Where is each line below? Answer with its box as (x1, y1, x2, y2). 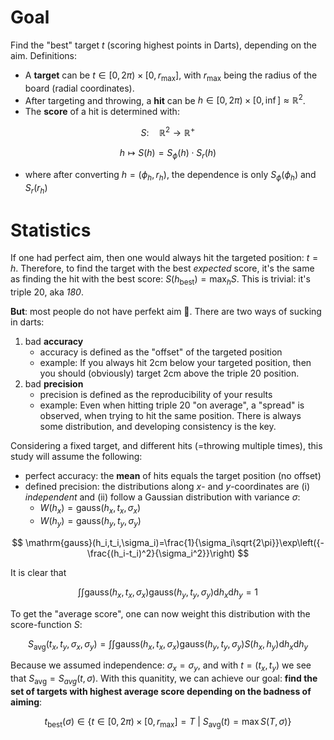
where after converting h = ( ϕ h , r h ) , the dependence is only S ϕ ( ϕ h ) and (24, 168, 317, 183)
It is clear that (10, 566, 67, 578)
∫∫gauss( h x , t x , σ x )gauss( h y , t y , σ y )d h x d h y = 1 (77, 586, 259, 600)
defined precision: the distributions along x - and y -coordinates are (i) (24, 481, 311, 493)
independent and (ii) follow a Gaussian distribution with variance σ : (24, 491, 301, 503)
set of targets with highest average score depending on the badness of (10, 685, 312, 697)
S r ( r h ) (24, 181, 48, 196)
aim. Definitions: (10, 49, 78, 61)
